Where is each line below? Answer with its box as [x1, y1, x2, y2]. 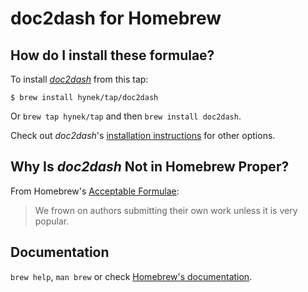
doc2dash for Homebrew [10, 7, 222, 30]
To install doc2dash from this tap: [10, 73, 149, 85]
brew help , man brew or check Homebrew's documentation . [10, 270, 253, 282]
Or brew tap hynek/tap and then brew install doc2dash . [10, 110, 242, 122]
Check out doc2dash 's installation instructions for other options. [10, 130, 276, 141]
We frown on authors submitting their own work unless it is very [34, 204, 298, 216]
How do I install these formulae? [10, 47, 215, 64]
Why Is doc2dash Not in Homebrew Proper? [10, 158, 290, 176]
